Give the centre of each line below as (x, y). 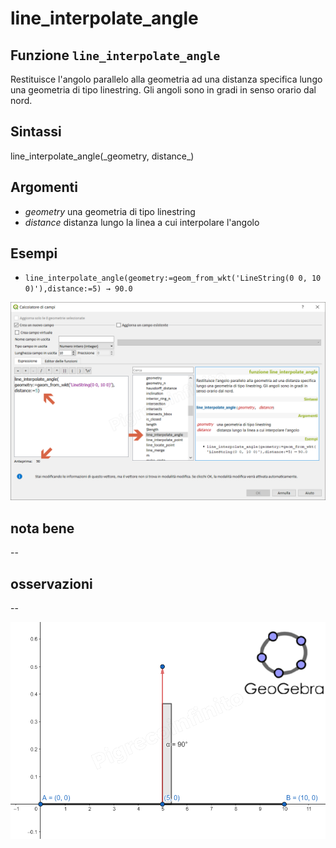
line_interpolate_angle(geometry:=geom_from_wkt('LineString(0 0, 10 (173, 278)
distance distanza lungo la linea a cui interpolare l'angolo (142, 222)
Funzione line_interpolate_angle (115, 55)
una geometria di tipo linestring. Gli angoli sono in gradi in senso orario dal (163, 90)
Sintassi (36, 132)
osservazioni (51, 583)
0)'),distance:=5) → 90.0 (78, 289)
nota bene (42, 528)
